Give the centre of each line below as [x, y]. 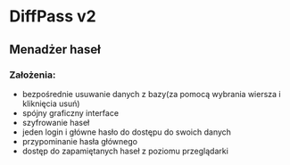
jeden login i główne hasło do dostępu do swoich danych [127, 132]
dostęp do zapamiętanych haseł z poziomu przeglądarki [125, 151]
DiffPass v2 [53, 16]
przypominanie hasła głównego [80, 141]
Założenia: [33, 75]
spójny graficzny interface [70, 112]
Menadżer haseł [55, 49]
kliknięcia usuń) [51, 103]
